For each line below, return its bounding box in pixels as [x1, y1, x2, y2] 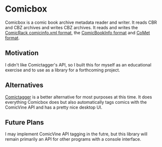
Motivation [5, 49, 39, 57]
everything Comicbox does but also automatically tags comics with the [5, 99, 147, 105]
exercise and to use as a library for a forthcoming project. [5, 67, 120, 73]
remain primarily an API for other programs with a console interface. [5, 136, 142, 142]
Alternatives [5, 81, 44, 89]
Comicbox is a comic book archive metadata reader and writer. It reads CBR [5, 19, 157, 25]
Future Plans [5, 118, 44, 127]
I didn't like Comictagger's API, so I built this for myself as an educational [5, 62, 152, 67]
